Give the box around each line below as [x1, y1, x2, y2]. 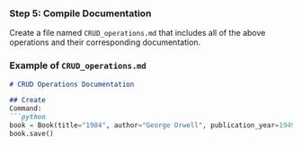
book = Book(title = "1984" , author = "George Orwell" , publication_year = [9, 121, 280, 130]
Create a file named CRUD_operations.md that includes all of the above [9, 28, 266, 39]
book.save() [9, 129, 54, 138]
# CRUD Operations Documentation [9, 80, 135, 89]
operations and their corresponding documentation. [9, 37, 201, 47]
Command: [9, 104, 42, 114]
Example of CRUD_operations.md [9, 59, 147, 72]
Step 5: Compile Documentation [9, 7, 152, 20]
